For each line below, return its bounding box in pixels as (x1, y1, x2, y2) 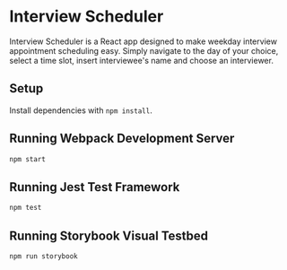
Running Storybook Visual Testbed (9, 228, 209, 243)
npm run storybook (9, 251, 78, 261)
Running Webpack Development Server (9, 131, 235, 146)
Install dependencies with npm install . (9, 105, 152, 116)
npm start (9, 154, 47, 163)
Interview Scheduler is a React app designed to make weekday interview (9, 36, 278, 47)
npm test (9, 204, 42, 213)
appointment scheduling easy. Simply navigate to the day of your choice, (9, 45, 279, 56)
